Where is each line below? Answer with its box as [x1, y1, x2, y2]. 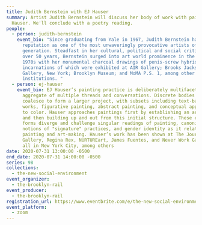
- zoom [11, 209, 28, 216]
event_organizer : [6, 176, 50, 182]
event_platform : [6, 204, 47, 210]
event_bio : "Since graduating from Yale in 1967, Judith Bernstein [17, 37, 189, 43]
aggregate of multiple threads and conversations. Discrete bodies [22, 92, 195, 98]
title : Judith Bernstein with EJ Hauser [6, 8, 109, 15]
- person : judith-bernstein [11, 31, 82, 37]
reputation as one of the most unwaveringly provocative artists [22, 43, 189, 49]
